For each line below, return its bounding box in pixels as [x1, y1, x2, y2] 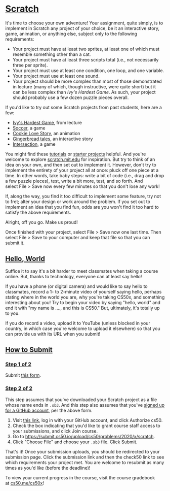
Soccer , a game [12, 125, 46, 131]
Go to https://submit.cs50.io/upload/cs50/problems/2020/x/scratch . [12, 433, 155, 439]
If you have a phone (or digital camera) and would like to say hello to [5, 283, 148, 289]
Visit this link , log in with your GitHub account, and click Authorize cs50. [12, 417, 163, 423]
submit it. [5, 240, 25, 246]
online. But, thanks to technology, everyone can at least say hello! [5, 273, 142, 279]
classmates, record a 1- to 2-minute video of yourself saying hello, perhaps [5, 288, 162, 294]
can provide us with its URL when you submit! [5, 331, 101, 337]
